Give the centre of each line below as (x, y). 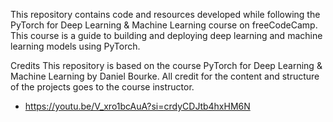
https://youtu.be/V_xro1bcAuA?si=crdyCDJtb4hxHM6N (137, 106)
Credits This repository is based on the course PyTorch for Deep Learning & (166, 65)
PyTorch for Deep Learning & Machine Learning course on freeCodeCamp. (164, 25)
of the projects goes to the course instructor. (102, 87)
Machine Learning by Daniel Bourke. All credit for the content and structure (165, 76)
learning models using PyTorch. (75, 46)
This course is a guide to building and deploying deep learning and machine (166, 35)
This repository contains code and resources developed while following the (165, 14)
